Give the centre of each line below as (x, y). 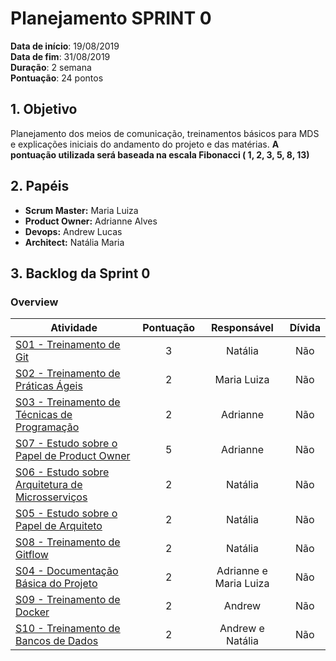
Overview (34, 302)
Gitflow (32, 555)
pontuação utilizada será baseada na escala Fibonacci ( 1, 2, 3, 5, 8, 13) (160, 154)
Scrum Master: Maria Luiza (81, 210)
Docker (32, 612)
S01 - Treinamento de (68, 345)
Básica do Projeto (56, 584)
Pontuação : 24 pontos (57, 78)
